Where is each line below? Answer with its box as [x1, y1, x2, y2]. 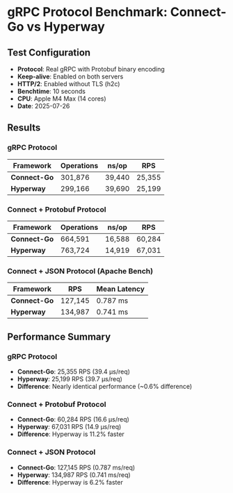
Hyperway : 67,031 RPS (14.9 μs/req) [17, 423, 122, 431]
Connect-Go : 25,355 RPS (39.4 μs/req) [17, 367, 131, 376]
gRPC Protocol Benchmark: [7, 4, 168, 20]
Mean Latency [96, 284, 145, 294]
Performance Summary [7, 331, 111, 342]
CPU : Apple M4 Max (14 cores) [17, 94, 106, 103]
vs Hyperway [26, 19, 106, 35]
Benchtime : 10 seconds [17, 87, 86, 95]
